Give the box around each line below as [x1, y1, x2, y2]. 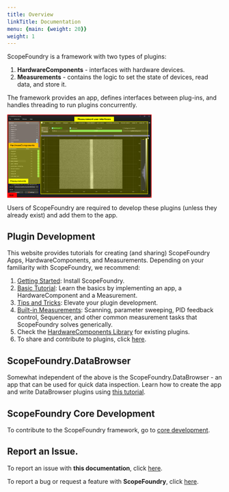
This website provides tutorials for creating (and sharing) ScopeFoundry [7, 249, 211, 257]
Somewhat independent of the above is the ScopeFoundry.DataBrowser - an [7, 373, 222, 382]
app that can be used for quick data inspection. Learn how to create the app [7, 381, 221, 389]
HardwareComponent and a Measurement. [16, 292, 138, 300]
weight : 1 [7, 33, 36, 40]
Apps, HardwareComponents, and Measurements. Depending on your [7, 256, 204, 264]
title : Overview [7, 11, 53, 18]
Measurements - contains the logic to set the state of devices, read [16, 73, 208, 82]
